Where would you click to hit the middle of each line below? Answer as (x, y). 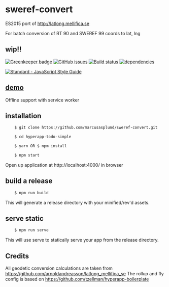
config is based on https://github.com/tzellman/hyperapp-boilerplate (77, 279)
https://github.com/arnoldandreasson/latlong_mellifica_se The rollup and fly (84, 274)
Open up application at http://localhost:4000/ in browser (64, 165)
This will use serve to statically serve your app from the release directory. (82, 240)
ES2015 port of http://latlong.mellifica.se (47, 23)
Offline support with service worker (42, 100)
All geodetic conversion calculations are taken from (59, 268)
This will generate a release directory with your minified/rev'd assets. (77, 202)
